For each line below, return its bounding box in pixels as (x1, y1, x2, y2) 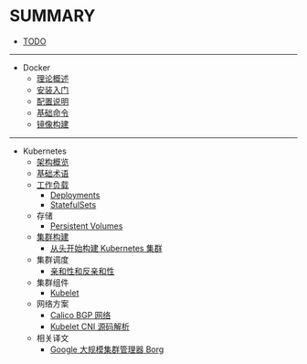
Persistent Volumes (49, 220, 123, 231)
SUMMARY (9, 5, 96, 27)
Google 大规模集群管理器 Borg (49, 344, 164, 355)
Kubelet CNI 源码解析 (49, 321, 130, 332)
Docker (22, 61, 51, 73)
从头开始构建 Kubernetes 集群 (49, 242, 163, 253)
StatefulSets (49, 198, 97, 210)
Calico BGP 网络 (49, 309, 111, 320)
